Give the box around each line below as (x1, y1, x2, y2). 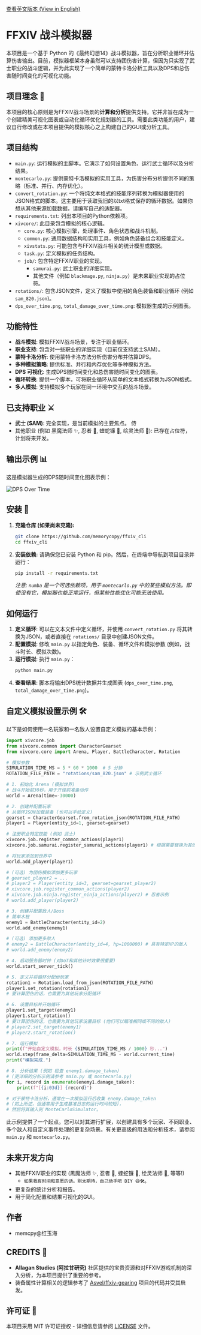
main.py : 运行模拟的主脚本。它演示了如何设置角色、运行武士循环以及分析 (14, 160, 194, 167)
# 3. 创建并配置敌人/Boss (6, 908, 65, 914)
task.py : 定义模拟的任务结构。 (23, 250, 99, 257)
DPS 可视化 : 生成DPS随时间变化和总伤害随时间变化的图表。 (14, 368, 162, 376)
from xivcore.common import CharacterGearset (6, 743, 121, 749)
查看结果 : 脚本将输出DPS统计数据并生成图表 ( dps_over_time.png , (14, 679, 173, 686)
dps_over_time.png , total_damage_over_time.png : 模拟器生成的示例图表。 (14, 302, 194, 309)
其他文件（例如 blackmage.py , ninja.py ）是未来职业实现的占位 (32, 272, 185, 279)
